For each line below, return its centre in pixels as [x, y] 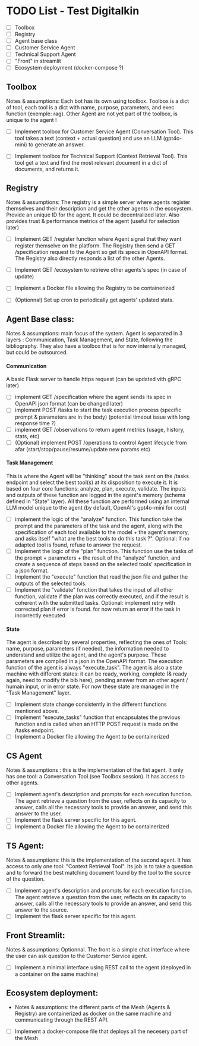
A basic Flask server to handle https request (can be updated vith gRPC [94, 379]
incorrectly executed [40, 615]
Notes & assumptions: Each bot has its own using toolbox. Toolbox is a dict [98, 101]
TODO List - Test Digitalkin [73, 11]
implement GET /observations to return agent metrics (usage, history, [100, 429]
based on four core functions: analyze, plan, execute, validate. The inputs [96, 488]
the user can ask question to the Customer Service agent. [77, 956]
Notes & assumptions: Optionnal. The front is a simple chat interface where [98, 950]
